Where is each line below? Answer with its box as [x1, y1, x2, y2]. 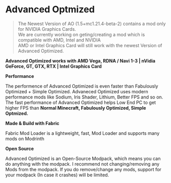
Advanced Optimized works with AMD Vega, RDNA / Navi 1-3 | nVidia [5, 57, 156, 64]
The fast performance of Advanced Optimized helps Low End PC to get [5, 99, 156, 106]
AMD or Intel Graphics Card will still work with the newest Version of [17, 42, 163, 48]
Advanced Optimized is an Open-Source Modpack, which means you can [5, 155, 161, 161]
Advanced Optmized [5, 4, 95, 15]
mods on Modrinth [5, 135, 45, 141]
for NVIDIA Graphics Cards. [17, 26, 76, 32]
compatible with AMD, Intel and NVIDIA [17, 37, 101, 43]
